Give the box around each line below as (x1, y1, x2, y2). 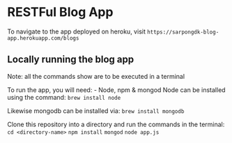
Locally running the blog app (7, 54, 134, 66)
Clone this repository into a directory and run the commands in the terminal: (7, 120, 225, 128)
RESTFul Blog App (7, 4, 114, 20)
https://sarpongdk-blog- (147, 29, 219, 36)
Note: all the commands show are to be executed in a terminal (7, 72, 185, 80)
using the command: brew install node (7, 93, 121, 101)
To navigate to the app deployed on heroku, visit (7, 27, 146, 36)
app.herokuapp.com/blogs (7, 34, 79, 42)
